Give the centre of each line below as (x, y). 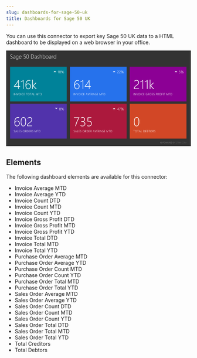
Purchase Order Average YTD (50, 262)
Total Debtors (31, 350)
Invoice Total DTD (36, 238)
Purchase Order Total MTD (47, 281)
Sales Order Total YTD (42, 337)
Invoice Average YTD (40, 194)
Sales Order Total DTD (42, 325)
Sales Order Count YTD (43, 319)
